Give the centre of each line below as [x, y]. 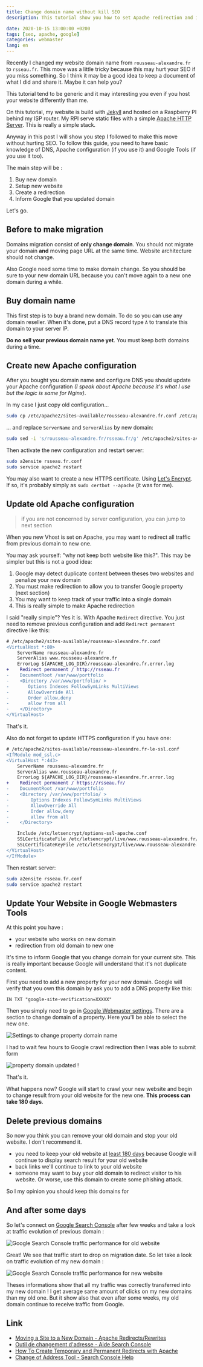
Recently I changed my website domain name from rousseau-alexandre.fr [99, 62]
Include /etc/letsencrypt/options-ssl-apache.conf [82, 834]
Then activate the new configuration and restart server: [75, 450]
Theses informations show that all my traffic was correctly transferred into [99, 1284]
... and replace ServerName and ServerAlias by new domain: [80, 428]
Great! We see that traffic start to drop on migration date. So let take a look [99, 1255]
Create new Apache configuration [72, 366]
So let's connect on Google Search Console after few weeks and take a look [101, 1225]
